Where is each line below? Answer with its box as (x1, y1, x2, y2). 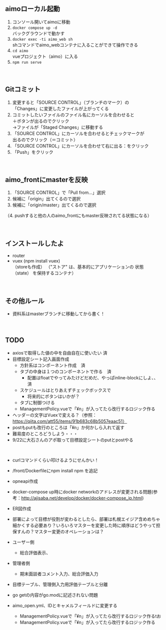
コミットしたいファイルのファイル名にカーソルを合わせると (12, 111, 135, 118)
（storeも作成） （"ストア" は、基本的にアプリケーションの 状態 (12, 264, 144, 270)
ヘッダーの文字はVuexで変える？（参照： (12, 412, 97, 418)
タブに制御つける (19, 399, 55, 405)
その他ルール (5, 296, 45, 305)
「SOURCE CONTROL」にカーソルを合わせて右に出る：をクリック (12, 143, 149, 149)
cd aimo (12, 48, 28, 53)
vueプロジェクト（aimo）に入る (12, 53, 79, 59)
